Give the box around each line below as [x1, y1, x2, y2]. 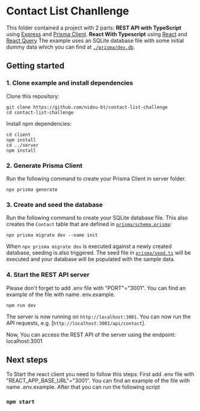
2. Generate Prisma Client [6, 161, 83, 170]
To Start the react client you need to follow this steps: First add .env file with [6, 371, 195, 378]
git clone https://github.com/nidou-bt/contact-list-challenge [6, 104, 168, 110]
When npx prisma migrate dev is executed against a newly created [6, 243, 172, 250]
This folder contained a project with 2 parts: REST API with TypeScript [6, 24, 181, 31]
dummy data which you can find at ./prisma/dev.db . [6, 43, 135, 51]
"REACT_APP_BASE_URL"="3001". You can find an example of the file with [6, 377, 190, 385]
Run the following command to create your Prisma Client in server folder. [6, 175, 186, 182]
